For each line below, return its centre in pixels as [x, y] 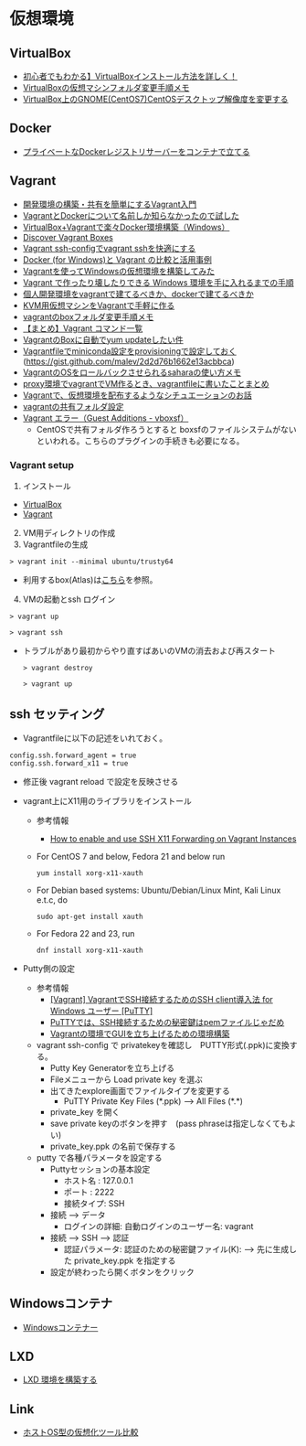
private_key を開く [85, 1111]
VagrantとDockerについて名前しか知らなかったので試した [131, 215]
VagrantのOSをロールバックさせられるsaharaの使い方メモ [132, 372]
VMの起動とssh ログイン [69, 599]
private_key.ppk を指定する [125, 1260]
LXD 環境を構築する [60, 1380]
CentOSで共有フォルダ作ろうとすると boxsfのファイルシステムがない [166, 429]
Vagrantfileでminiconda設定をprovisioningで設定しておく [130, 351]
